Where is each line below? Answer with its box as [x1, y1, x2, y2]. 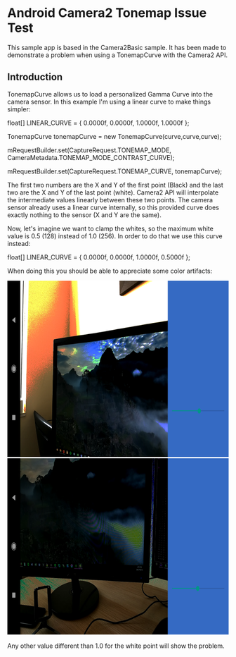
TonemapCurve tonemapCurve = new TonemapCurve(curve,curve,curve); [7, 132, 222, 140]
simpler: [7, 104, 31, 113]
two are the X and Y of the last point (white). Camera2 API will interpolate [7, 188, 219, 197]
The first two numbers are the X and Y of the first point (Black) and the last [7, 180, 223, 189]
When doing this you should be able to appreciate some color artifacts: [7, 266, 213, 275]
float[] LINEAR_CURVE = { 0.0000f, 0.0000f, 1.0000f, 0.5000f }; [7, 252, 191, 262]
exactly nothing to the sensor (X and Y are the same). [7, 210, 162, 219]
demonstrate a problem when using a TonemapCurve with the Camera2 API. [7, 51, 228, 59]
